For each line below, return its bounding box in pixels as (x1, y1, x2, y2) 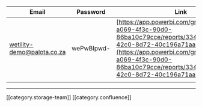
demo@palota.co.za (9, 48, 66, 56)
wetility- (9, 40, 34, 49)
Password (76, 8, 106, 16)
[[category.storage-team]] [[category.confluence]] (6, 94, 132, 101)
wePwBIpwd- (72, 44, 111, 52)
